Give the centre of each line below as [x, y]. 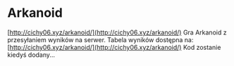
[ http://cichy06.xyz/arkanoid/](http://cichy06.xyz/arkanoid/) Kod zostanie [114, 47]
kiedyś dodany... [31, 55]
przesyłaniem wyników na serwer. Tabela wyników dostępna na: [100, 39]
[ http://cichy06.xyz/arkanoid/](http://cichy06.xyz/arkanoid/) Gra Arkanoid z [117, 32]
